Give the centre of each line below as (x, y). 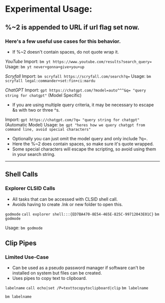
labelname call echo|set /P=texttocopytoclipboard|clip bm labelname (77, 288)
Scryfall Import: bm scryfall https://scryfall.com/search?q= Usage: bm (78, 76)
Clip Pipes (21, 243)
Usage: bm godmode (24, 228)
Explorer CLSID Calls (30, 188)
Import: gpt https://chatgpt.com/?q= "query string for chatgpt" (72, 120)
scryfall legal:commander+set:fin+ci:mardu (50, 81)
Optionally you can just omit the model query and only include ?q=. (80, 138)
